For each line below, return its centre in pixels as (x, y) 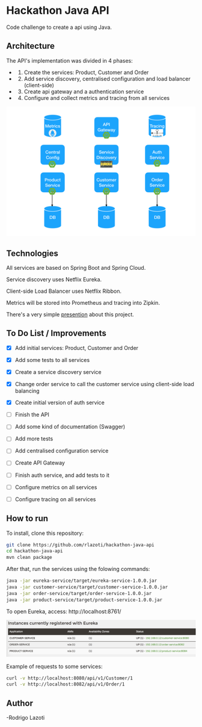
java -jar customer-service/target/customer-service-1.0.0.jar (87, 587)
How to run (27, 519)
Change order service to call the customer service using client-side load (104, 384)
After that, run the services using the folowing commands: (78, 569)
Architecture (31, 46)
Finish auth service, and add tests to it (62, 475)
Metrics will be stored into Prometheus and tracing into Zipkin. (83, 303)
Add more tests (34, 439)
